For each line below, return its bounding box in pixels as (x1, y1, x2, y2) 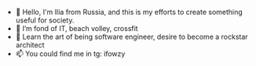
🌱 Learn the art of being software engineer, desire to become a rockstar (15, 32, 249, 41)
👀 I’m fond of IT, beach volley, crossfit (15, 24, 139, 33)
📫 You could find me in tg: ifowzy (15, 49, 126, 58)
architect (15, 40, 45, 50)
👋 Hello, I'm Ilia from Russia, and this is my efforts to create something (15, 8, 243, 16)
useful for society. (15, 16, 75, 25)
